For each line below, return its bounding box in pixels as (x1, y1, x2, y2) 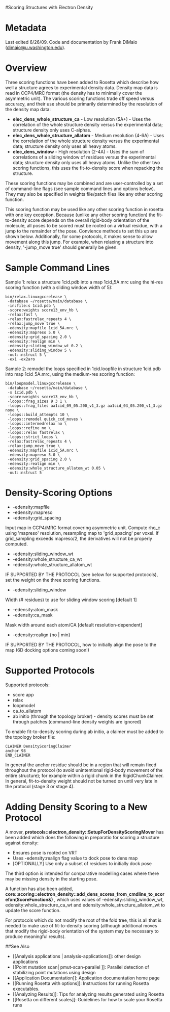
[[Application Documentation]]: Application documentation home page (12, 975, 160, 981)
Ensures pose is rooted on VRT (12, 849, 78, 855)
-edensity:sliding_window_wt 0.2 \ (7, 343, 83, 348)
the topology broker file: (5, 734, 56, 740)
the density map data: (5, 106, 51, 112)
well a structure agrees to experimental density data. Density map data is (5, 84, 158, 91)
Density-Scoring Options (5, 487, 113, 499)
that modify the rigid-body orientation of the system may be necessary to (5, 928, 159, 934)
